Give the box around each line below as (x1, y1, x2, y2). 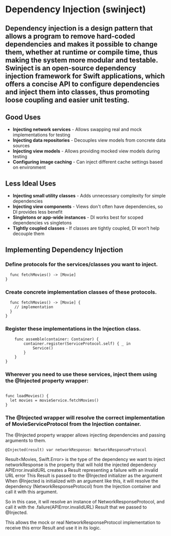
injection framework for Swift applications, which (5, 71, 165, 80)
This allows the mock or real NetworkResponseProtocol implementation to (5, 519, 161, 526)
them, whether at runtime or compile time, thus (5, 47, 158, 57)
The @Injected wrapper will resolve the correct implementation (5, 414, 165, 421)
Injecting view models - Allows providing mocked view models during (12, 148, 160, 154)
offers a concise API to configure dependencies (5, 80, 160, 88)
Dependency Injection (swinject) (5, 4, 146, 15)
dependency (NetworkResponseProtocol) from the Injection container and (5, 483, 161, 490)
